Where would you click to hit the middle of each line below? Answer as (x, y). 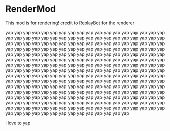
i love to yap (18, 123)
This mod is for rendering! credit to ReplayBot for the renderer (70, 23)
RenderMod (31, 9)
